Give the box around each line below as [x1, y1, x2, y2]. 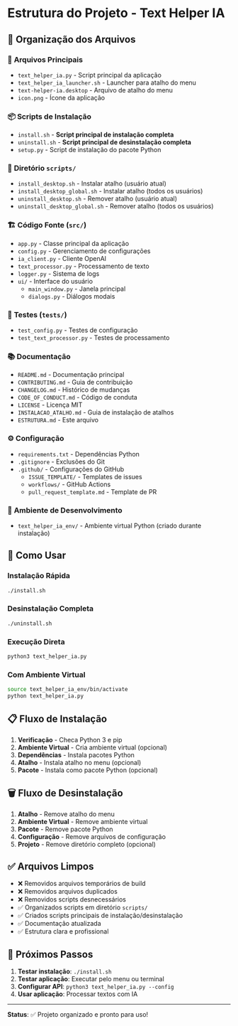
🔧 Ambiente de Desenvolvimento [7, 505, 123, 515]
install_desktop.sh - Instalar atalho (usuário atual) [17, 179, 166, 188]
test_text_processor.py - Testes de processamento [17, 333, 170, 342]
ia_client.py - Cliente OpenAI [17, 254, 107, 262]
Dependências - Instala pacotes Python [17, 750, 135, 759]
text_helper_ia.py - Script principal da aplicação [17, 70, 161, 79]
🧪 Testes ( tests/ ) [7, 309, 67, 319]
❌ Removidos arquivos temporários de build [17, 880, 147, 888]
